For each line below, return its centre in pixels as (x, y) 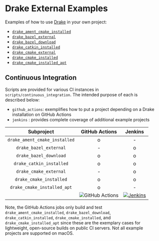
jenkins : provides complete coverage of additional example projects (81, 119)
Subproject (41, 131)
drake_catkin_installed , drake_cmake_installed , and (58, 218)
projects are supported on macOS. (40, 233)
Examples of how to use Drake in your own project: (56, 22)
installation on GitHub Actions (42, 114)
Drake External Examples (56, 9)
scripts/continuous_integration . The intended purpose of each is (72, 94)
